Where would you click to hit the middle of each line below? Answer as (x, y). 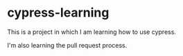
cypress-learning (58, 13)
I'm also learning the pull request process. (67, 45)
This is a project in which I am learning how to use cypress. (92, 32)
